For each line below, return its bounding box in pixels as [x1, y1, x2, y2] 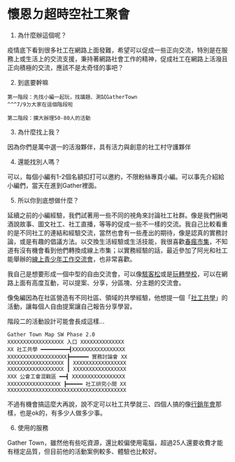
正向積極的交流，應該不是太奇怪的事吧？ [7, 63, 124, 72]
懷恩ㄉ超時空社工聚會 [7, 6, 131, 22]
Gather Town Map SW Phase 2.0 [7, 331, 96, 338]
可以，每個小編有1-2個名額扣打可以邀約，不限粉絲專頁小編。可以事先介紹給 [7, 172, 225, 181]
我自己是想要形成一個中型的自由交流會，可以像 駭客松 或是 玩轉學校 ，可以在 [7, 269, 222, 278]
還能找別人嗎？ [17, 157, 61, 165]
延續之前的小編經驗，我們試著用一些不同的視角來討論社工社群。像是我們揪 [7, 211, 222, 219]
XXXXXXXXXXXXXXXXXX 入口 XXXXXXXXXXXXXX [7, 338, 124, 346]
